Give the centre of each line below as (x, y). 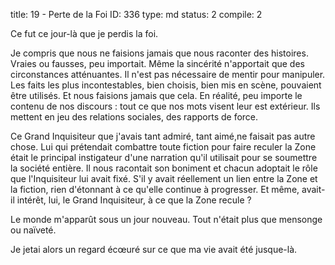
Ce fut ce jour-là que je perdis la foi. (84, 33)
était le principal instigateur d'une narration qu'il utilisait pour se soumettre (164, 157)
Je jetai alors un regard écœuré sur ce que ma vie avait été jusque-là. (154, 249)
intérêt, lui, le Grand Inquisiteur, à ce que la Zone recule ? (134, 200)
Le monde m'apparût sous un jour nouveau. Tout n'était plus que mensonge (166, 219)
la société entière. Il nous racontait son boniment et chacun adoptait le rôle (164, 168)
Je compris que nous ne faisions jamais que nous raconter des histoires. (159, 53)
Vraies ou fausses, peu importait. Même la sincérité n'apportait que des (157, 63)
